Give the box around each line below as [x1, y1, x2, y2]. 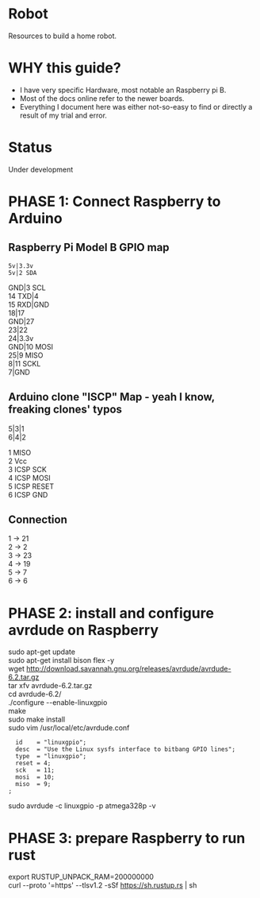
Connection [8, 513, 67, 527]
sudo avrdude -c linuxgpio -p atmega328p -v [8, 801, 156, 811]
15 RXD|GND [8, 300, 50, 309]
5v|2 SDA [8, 269, 37, 277]
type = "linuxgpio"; [15, 753, 87, 761]
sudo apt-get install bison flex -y [8, 656, 115, 665]
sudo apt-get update [8, 647, 75, 656]
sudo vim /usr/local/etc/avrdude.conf [8, 723, 130, 733]
